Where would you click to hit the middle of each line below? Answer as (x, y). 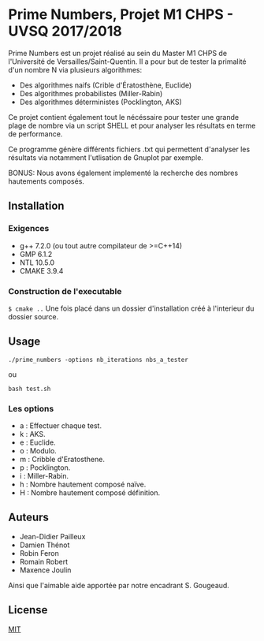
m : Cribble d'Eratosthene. (62, 460)
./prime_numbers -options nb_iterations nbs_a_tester (99, 360)
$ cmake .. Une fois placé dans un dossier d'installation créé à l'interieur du (131, 308)
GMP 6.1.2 (36, 254)
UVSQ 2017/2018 (65, 31)
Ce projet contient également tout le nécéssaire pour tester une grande (123, 117)
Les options (31, 408)
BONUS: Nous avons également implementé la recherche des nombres (123, 173)
